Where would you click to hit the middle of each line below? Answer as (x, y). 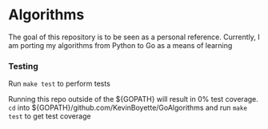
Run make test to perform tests (59, 84)
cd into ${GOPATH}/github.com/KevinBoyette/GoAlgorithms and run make (128, 108)
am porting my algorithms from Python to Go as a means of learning (120, 45)
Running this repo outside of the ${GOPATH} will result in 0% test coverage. (133, 99)
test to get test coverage (50, 116)
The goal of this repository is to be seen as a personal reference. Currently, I (134, 37)
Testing (23, 66)
